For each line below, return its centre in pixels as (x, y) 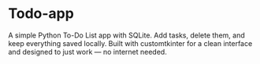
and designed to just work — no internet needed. (87, 52)
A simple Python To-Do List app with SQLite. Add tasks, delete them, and (127, 35)
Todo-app (41, 14)
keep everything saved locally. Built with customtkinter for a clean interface (130, 43)
